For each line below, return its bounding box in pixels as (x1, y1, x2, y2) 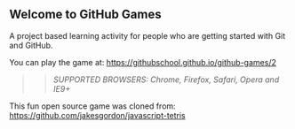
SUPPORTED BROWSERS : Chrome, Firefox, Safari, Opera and (52, 74, 280, 85)
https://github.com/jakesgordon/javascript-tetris (9, 110, 187, 120)
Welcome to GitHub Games (9, 7, 162, 22)
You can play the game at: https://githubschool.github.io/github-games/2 (9, 57, 277, 67)
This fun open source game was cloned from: (9, 101, 176, 111)
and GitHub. (9, 40, 53, 50)
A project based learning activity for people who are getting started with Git (9, 30, 286, 41)
